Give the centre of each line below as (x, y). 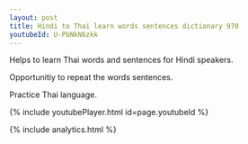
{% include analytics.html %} (63, 130)
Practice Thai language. (53, 94)
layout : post (34, 18)
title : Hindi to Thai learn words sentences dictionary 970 (124, 26)
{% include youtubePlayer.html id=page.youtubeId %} (109, 112)
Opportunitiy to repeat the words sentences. (91, 77)
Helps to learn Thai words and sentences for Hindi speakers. (121, 60)
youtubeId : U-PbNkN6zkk (54, 34)
